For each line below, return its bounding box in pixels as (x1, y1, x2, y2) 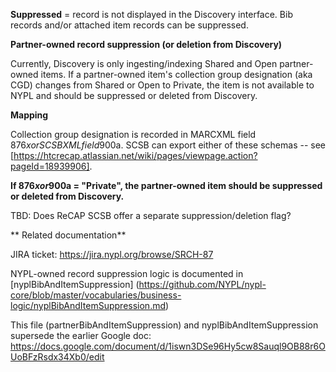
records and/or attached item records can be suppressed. (10, 19, 249, 31)
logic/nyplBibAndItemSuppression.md (10, 300, 167, 311)
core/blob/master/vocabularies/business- (10, 289, 182, 301)
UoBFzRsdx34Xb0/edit (10, 351, 105, 363)
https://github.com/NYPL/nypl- (138, 279, 267, 290)
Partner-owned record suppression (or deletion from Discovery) (10, 39, 283, 50)
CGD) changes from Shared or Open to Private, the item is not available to (10, 79, 315, 91)
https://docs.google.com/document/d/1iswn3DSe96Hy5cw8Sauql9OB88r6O (10, 340, 326, 352)
